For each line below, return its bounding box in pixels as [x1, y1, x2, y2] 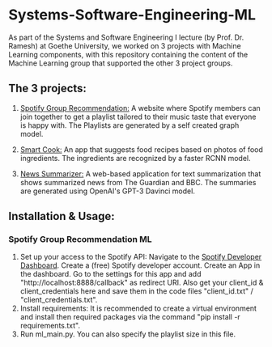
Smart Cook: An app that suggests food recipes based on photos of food [19, 144, 263, 154]
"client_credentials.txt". [19, 295, 98, 305]
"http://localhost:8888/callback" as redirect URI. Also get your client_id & [19, 277, 264, 288]
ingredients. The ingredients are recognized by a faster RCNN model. [19, 153, 251, 163]
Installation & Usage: [8, 209, 115, 223]
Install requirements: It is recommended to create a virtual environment [19, 303, 257, 313]
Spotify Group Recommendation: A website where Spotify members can [19, 103, 261, 112]
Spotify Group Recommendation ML [8, 234, 152, 245]
